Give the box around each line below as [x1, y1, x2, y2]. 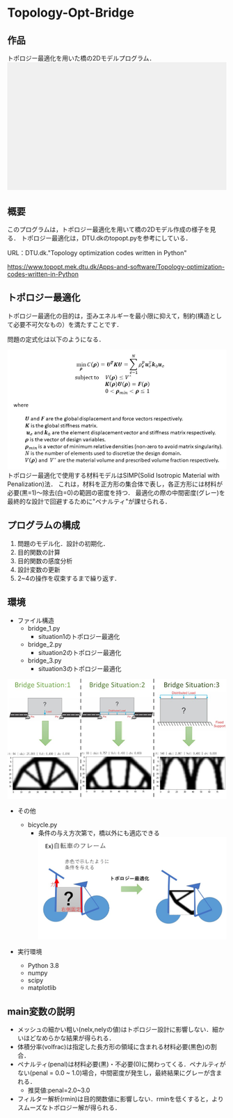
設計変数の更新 [17, 565, 61, 574]
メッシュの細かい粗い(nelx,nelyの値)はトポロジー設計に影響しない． [17, 1026, 213, 1034]
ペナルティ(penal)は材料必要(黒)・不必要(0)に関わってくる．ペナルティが [17, 1060, 226, 1069]
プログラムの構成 [7, 519, 81, 531]
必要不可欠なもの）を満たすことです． [13, 320, 123, 328]
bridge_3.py [27, 656, 62, 665]
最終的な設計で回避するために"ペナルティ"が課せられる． [7, 497, 172, 505]
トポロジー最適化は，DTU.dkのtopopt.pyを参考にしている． [20, 234, 192, 243]
